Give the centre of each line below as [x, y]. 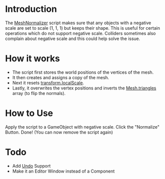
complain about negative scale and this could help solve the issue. [73, 39]
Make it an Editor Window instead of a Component [63, 171]
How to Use [29, 113]
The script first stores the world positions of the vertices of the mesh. [83, 72]
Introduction [31, 9]
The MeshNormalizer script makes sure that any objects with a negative [78, 23]
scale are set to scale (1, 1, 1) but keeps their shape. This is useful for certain [83, 28]
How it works [33, 59]
